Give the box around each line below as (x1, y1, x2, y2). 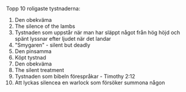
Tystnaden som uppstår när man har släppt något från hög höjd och (14, 29, 181, 36)
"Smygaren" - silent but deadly (14, 41, 91, 48)
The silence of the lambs (14, 23, 75, 29)
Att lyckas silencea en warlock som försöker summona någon (14, 79, 165, 86)
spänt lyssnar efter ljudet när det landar (14, 35, 111, 42)
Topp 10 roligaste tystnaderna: (6, 5, 81, 12)
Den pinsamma (14, 48, 52, 55)
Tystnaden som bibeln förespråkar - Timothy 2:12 (14, 73, 136, 80)
